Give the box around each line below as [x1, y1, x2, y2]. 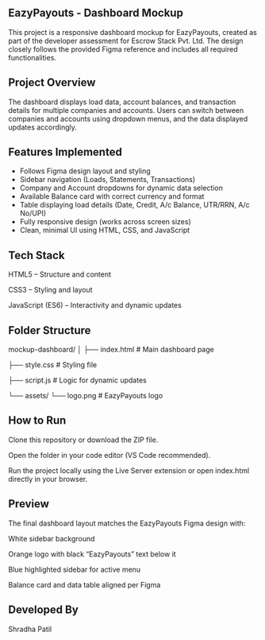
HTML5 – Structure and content [8, 270, 112, 279]
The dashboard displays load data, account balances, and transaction [8, 97, 236, 107]
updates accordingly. [8, 122, 78, 132]
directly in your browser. [8, 474, 88, 483]
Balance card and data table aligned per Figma [8, 580, 161, 589]
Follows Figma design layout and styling [19, 166, 151, 176]
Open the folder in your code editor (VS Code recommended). [8, 450, 211, 460]
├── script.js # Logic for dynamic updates [8, 375, 147, 385]
